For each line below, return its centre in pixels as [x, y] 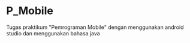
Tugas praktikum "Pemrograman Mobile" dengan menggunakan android [95, 27]
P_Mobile [30, 11]
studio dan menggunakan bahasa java [53, 33]
